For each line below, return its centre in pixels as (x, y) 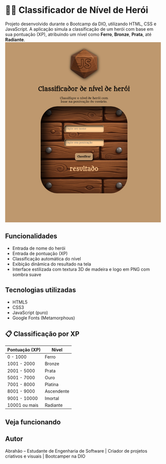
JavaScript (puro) (30, 312)
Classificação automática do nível (47, 258)
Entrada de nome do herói (39, 248)
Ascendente (57, 391)
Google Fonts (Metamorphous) (43, 318)
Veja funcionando (33, 422)
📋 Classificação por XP (42, 334)
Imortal (52, 398)
